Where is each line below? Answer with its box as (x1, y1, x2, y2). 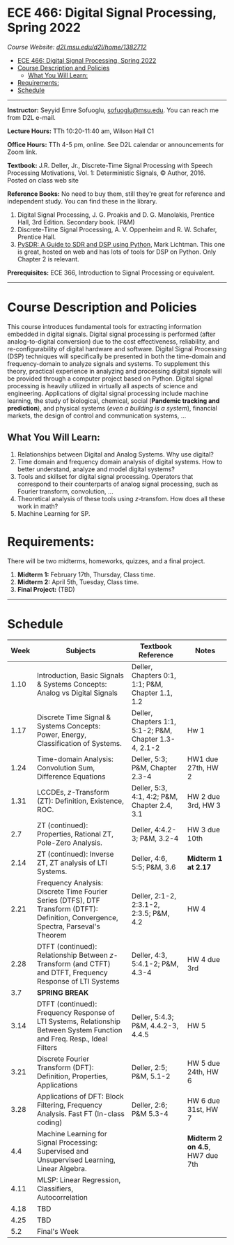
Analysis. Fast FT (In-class (37, 1108, 125, 1118)
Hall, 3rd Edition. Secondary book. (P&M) (17, 217, 135, 226)
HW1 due (187, 754, 219, 764)
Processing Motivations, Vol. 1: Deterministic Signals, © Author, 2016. (7, 169, 205, 177)
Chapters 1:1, (131, 717, 176, 726)
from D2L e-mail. (7, 113, 56, 121)
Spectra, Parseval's (37, 922, 101, 931)
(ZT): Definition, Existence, (37, 796, 124, 806)
